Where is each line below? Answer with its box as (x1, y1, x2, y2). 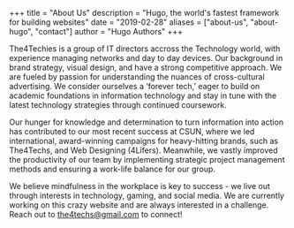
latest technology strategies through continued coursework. (9, 100, 227, 110)
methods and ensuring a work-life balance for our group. (9, 163, 216, 174)
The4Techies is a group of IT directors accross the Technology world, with (9, 43, 281, 54)
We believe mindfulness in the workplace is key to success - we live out (9, 181, 271, 191)
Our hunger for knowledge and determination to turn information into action (9, 117, 284, 127)
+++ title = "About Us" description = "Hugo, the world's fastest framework (9, 8, 280, 18)
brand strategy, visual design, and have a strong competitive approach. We (9, 62, 283, 72)
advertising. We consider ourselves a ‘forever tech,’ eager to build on (9, 81, 260, 91)
